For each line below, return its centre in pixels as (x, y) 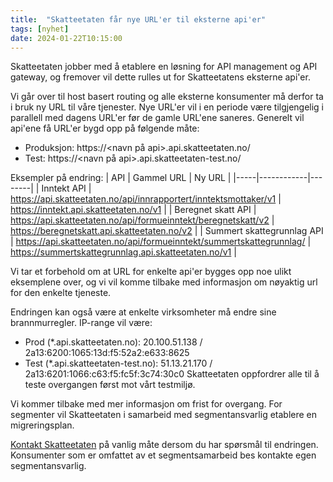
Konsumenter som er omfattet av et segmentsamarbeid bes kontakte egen (163, 455)
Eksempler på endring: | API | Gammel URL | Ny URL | (121, 178)
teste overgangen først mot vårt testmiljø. (110, 385)
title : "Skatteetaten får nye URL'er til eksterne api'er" (138, 19)
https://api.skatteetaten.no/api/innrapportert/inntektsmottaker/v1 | (146, 199)
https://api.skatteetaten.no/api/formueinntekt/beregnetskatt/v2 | (142, 220)
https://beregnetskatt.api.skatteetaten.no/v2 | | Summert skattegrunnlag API (167, 231)
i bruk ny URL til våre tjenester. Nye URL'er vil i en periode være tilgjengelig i (167, 107)
